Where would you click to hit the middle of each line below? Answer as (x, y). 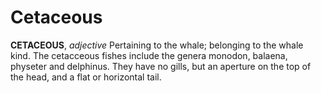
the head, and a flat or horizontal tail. (86, 77)
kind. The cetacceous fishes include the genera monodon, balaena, (149, 55)
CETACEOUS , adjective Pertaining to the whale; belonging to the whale (157, 45)
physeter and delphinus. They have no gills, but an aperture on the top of (161, 66)
